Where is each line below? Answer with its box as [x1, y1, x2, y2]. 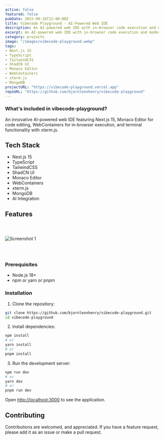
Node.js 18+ [12, 272, 37, 278]
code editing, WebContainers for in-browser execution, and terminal [5, 122, 143, 127]
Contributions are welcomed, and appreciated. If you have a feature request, [5, 424, 159, 430]
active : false [5, 7, 34, 12]
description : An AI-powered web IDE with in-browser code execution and [5, 25, 156, 30]
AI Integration [12, 196, 40, 201]
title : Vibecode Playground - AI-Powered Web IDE [5, 21, 108, 26]
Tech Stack [5, 141, 40, 149]
